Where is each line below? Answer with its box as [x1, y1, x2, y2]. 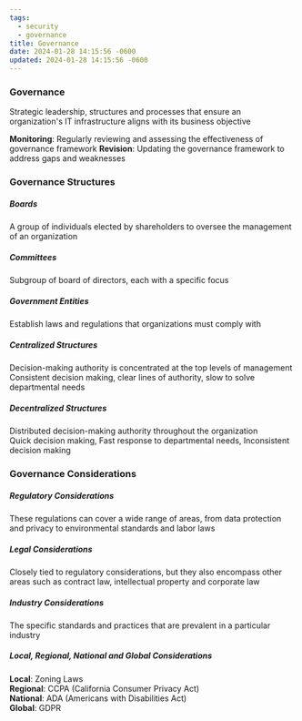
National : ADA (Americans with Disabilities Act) [9, 693, 187, 704]
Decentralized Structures [9, 402, 107, 413]
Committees [9, 251, 57, 262]
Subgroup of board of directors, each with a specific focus [9, 275, 229, 286]
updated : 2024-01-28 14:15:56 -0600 [9, 56, 148, 65]
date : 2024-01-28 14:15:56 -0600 [9, 47, 136, 56]
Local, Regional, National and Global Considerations [9, 650, 213, 661]
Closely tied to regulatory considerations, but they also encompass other [9, 566, 282, 577]
